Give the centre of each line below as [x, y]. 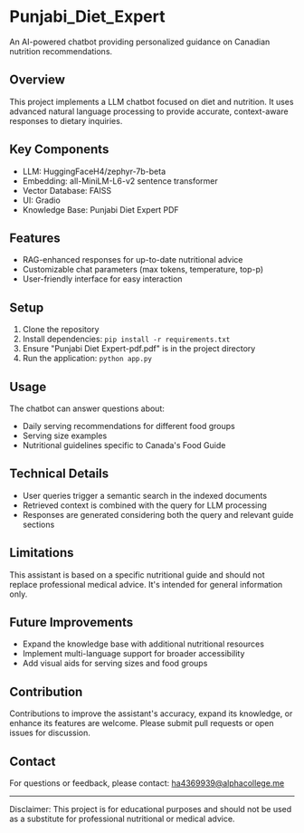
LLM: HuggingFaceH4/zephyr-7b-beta [94, 171]
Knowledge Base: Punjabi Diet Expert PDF [100, 209]
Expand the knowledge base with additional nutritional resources [143, 644]
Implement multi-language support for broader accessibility [133, 654]
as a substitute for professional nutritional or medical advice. [122, 819]
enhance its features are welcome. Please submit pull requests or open [142, 723]
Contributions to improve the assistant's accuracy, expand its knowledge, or [151, 713]
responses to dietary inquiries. [66, 120]
